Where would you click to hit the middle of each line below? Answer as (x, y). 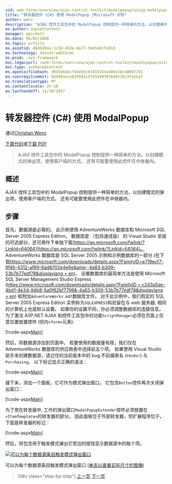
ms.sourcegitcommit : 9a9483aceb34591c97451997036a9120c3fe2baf (74, 77)
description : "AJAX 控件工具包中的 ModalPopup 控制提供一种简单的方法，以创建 (83, 24)
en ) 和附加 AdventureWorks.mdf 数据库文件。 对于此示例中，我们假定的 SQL (87, 296)
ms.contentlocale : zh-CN (32, 86)
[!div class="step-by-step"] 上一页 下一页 (61, 476)
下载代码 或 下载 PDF (26, 144)
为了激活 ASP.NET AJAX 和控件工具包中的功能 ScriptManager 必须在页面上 (82, 315)
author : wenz (19, 19)
